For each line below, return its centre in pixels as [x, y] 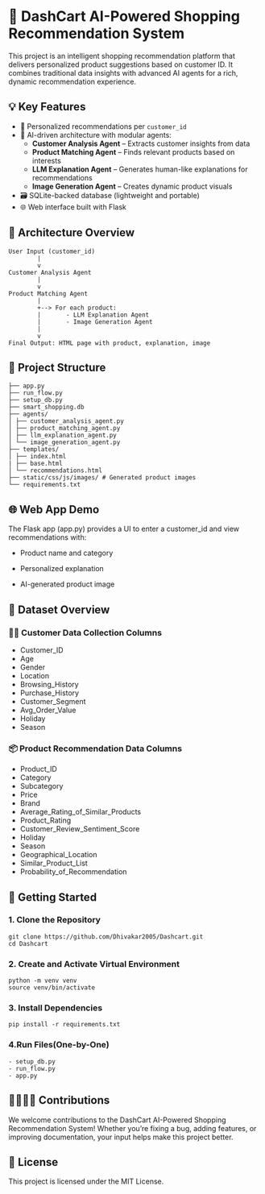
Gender [33, 667]
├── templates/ [34, 450]
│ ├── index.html [37, 457]
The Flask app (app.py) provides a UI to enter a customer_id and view [124, 529]
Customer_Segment [53, 701]
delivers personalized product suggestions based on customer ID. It [121, 64]
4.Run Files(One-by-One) [59, 1045]
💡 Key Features [47, 107]
